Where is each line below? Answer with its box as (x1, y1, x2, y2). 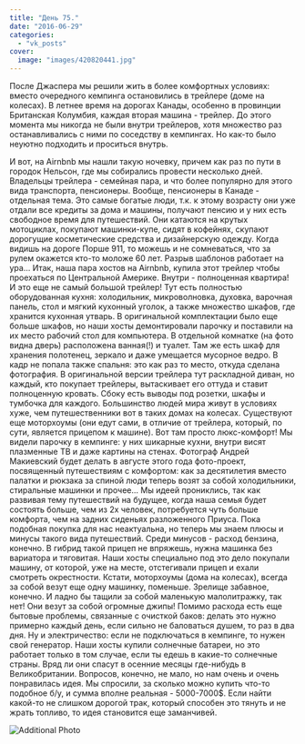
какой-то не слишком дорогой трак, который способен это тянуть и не (9, 698, 287, 708)
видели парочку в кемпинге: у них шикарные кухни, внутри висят (9, 437, 267, 447)
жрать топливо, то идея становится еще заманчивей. (9, 707, 218, 718)
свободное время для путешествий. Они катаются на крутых (9, 215, 249, 225)
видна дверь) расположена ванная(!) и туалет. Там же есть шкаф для (9, 340, 280, 350)
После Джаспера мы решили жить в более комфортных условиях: (9, 81, 270, 91)
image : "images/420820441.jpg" (17, 55, 137, 65)
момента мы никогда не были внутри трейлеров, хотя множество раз (9, 119, 282, 130)
